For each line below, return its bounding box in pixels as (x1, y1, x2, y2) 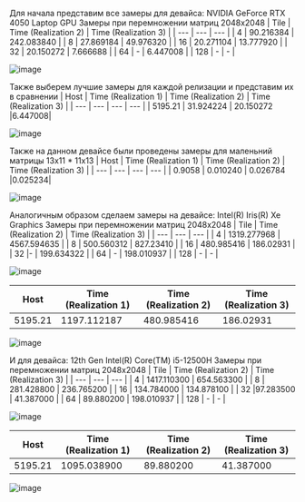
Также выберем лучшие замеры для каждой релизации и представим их (9, 82, 294, 92)
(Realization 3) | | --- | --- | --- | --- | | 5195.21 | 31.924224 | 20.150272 (9, 101, 273, 112)
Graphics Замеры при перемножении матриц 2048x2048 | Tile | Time (9, 220, 279, 230)
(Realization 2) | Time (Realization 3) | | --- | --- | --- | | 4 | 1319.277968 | (9, 229, 281, 240)
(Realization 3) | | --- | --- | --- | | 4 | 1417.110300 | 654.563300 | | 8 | (9, 374, 265, 385)
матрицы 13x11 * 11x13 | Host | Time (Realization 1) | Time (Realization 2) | (9, 155, 286, 166)
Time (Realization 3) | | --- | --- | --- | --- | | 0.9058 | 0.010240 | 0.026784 (9, 165, 286, 175)
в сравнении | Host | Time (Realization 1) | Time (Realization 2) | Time (9, 91, 271, 102)
